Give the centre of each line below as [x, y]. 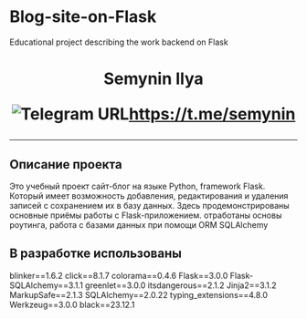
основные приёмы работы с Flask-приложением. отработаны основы [146, 215]
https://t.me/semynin [212, 114]
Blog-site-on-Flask [83, 17]
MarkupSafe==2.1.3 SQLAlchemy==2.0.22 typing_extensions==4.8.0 [138, 294]
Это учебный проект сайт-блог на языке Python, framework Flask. [138, 186]
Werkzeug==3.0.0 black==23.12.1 [72, 304]
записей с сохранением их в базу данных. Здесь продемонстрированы [149, 205]
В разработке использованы [96, 254]
